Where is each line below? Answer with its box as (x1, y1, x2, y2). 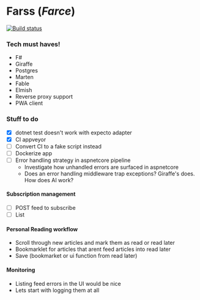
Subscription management (6, 190, 76, 198)
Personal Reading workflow (6, 225, 78, 233)
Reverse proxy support (15, 93, 73, 101)
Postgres (15, 67, 39, 74)
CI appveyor (15, 136, 46, 143)
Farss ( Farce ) (6, 4, 75, 18)
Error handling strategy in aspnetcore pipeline (15, 156, 131, 164)
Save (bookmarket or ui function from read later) (15, 252, 138, 260)
